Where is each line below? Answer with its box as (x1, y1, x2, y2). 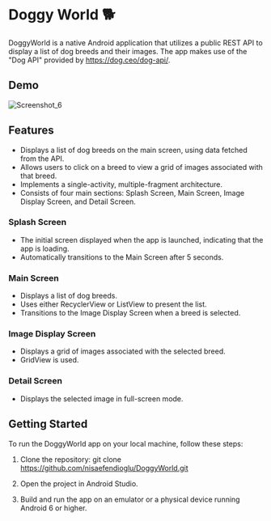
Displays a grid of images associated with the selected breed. (19, 346, 227, 356)
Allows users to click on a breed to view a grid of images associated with (19, 162, 263, 172)
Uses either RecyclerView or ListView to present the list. (19, 299, 208, 309)
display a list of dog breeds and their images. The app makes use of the (8, 46, 248, 56)
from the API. (19, 154, 65, 163)
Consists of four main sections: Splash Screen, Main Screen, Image (19, 188, 245, 197)
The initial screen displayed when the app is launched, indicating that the (19, 235, 264, 244)
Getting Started (8, 417, 88, 431)
